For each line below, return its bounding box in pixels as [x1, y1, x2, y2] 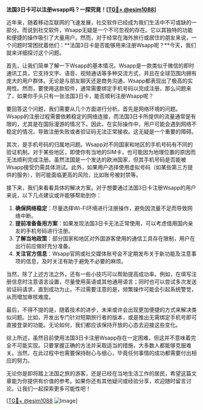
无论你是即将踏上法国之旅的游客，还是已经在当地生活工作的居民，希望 [6, 370, 181, 377]
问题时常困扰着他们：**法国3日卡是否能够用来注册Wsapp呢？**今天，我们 [11, 42, 196, 49]
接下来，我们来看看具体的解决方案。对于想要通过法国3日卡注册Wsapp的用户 [6, 184, 196, 191]
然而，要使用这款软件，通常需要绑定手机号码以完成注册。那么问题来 [22, 85, 192, 92]
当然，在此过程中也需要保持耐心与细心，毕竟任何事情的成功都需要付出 [16, 349, 192, 357]
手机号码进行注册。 [25, 227, 74, 234]
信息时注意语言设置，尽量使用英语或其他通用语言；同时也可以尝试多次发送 [11, 278, 197, 285]
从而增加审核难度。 [6, 294, 54, 300]
